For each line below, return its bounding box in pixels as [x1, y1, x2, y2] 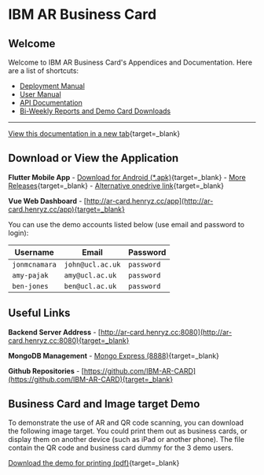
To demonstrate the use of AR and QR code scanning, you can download [8, 418, 244, 428]
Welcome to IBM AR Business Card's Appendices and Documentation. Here [8, 57, 253, 67]
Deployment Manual [19, 81, 85, 90]
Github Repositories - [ [8, 366, 85, 375]
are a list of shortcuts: [8, 66, 79, 75]
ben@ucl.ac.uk [64, 282, 117, 290]
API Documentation [19, 98, 82, 107]
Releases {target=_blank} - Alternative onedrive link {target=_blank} [8, 181, 224, 190]
